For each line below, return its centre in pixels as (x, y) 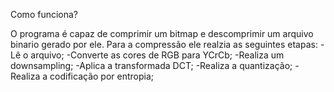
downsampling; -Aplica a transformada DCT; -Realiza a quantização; (151, 65)
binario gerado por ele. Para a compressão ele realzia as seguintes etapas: (164, 44)
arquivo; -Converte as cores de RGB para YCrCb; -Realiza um (157, 55)
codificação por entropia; (101, 76)
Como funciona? (44, 14)
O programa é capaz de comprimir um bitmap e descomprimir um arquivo (162, 33)
